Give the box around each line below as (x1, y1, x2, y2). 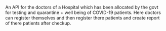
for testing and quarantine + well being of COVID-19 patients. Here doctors (5, 9, 161, 15)
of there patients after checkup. (5, 20, 71, 26)
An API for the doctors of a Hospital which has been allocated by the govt (5, 4, 158, 10)
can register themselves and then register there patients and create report (5, 15, 160, 20)
